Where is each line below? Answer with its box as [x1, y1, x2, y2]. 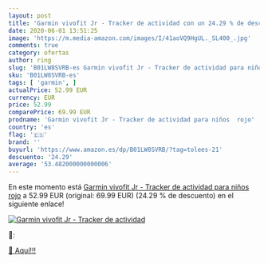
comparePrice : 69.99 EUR [8, 109, 91, 117]
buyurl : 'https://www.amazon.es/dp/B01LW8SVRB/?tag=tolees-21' [8, 145, 223, 153]
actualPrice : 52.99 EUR [8, 86, 88, 94]
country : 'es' [8, 123, 56, 131]
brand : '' [8, 137, 41, 146]
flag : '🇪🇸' [8, 130, 48, 138]
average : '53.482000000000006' [8, 161, 112, 169]
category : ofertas [8, 49, 69, 57]
